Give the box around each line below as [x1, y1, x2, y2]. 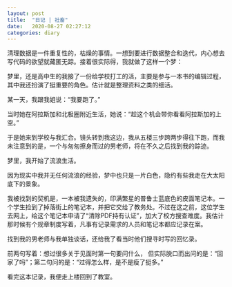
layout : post [7, 10, 45, 17]
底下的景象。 [7, 180, 43, 188]
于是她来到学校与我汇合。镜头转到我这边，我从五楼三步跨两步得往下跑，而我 [7, 134, 225, 142]
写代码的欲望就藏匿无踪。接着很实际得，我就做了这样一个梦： [7, 58, 183, 66]
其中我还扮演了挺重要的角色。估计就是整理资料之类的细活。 [7, 81, 177, 89]
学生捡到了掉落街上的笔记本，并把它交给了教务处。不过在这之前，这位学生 [12, 203, 225, 211]
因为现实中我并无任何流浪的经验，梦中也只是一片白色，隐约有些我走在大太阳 [7, 171, 225, 180]
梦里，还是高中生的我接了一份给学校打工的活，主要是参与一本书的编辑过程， [7, 72, 225, 81]
